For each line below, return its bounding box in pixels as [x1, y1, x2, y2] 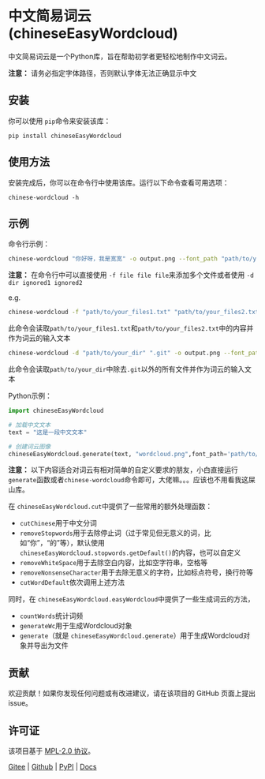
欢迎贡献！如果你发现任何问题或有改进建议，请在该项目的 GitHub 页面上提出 [8, 688, 256, 698]
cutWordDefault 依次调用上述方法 [19, 578, 125, 587]
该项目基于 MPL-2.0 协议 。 [8, 747, 95, 755]
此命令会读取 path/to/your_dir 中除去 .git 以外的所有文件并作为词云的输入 [8, 365, 245, 373]
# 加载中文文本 [8, 421, 51, 429]
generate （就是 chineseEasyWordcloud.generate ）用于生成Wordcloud [19, 631, 244, 640]
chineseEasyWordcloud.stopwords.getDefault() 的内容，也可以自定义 [19, 548, 241, 557]
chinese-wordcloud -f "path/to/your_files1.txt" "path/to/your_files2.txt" [8, 309, 263, 316]
